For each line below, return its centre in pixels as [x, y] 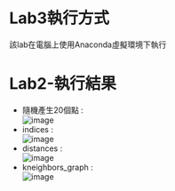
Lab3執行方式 [59, 18]
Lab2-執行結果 [63, 84]
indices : [37, 129]
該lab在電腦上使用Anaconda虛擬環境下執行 [88, 44]
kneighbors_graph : [57, 167]
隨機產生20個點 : [53, 110]
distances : [42, 148]
